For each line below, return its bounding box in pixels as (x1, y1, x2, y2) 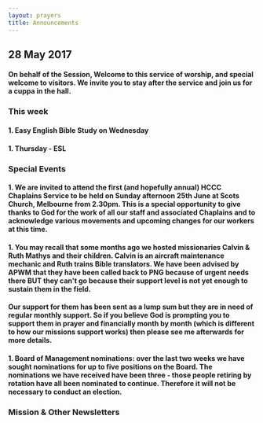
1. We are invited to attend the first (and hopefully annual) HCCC (8, 182, 222, 193)
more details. (8, 336, 53, 345)
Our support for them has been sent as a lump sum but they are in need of (8, 302, 254, 311)
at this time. (8, 225, 49, 234)
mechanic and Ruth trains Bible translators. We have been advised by (8, 259, 239, 268)
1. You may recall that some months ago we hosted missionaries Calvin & (8, 242, 250, 252)
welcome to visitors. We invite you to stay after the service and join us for (8, 78, 253, 87)
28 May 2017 (8, 48, 72, 61)
